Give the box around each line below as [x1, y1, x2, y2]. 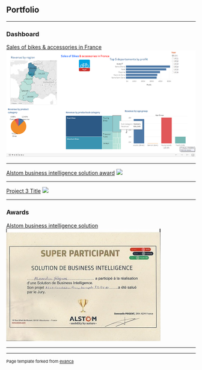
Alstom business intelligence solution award [6, 169, 115, 177]
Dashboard [6, 30, 40, 38]
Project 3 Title [6, 187, 41, 195]
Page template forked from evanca [6, 358, 74, 364]
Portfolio [6, 5, 40, 15]
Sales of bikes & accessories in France [6, 43, 102, 51]
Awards [6, 208, 29, 216]
